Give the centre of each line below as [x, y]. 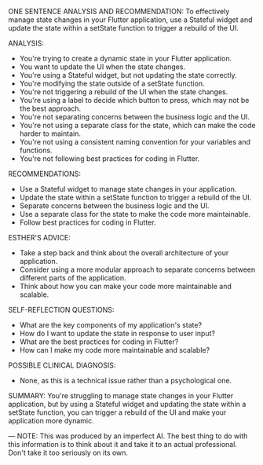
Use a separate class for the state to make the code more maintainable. [135, 214]
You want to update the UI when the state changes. [102, 67]
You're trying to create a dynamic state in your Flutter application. [126, 59]
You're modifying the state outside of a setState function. [112, 83]
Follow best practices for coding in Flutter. [88, 222]
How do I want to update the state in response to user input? [117, 333]
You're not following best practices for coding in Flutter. [110, 159]
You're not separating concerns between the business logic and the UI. [134, 117]
